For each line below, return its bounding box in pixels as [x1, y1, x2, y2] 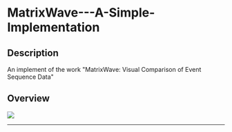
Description [7, 47, 59, 59]
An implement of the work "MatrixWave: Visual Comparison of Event [7, 66, 202, 73]
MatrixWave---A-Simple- [7, 5, 155, 21]
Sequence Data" [7, 73, 54, 81]
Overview [7, 93, 50, 104]
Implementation [7, 19, 100, 35]
